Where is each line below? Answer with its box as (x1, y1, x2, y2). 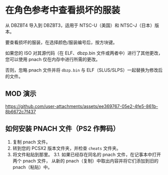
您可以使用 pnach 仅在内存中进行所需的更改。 (5, 56, 100, 62)
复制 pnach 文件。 (12, 139, 50, 145)
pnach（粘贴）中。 (12, 164, 52, 170)
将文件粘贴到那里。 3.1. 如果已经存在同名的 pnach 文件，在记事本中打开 (12, 151, 161, 157)
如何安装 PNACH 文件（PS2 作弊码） (5, 125, 120, 133)
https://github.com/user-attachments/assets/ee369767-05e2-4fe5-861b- (5, 103, 158, 109)
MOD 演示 (5, 89, 36, 98)
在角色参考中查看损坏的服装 (5, 5, 121, 16)
